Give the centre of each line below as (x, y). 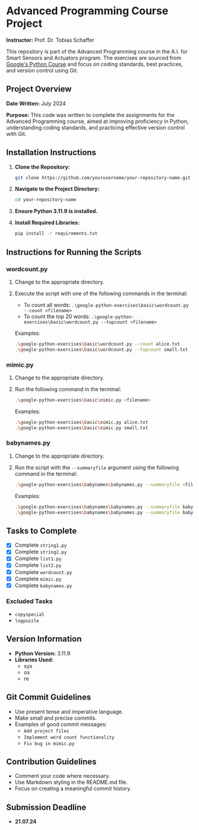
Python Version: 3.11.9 (42, 653)
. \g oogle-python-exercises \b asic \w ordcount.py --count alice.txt (97, 344)
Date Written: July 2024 (36, 103)
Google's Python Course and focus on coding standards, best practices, (94, 64)
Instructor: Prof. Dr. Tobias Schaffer (50, 40)
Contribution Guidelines (51, 762)
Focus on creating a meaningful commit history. (73, 788)
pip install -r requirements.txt (56, 234)
